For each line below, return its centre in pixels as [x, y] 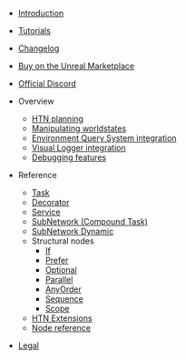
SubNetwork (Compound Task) [89, 221]
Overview [36, 101]
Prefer [57, 260]
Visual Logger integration [78, 148]
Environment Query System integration [104, 138]
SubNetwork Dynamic [73, 231]
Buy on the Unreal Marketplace [76, 66]
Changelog [39, 48]
